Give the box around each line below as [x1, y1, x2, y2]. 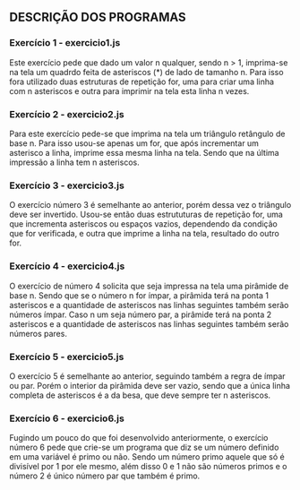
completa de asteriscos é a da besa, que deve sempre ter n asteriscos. [9, 390, 271, 400]
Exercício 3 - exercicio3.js [9, 179, 125, 192]
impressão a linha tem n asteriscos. [9, 157, 141, 168]
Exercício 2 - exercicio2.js [9, 107, 124, 120]
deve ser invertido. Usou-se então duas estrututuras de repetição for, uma [9, 209, 284, 220]
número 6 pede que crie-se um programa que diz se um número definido [9, 442, 279, 453]
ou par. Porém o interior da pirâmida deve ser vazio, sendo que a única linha [9, 380, 291, 391]
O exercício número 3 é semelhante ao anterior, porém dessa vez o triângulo [9, 200, 292, 211]
